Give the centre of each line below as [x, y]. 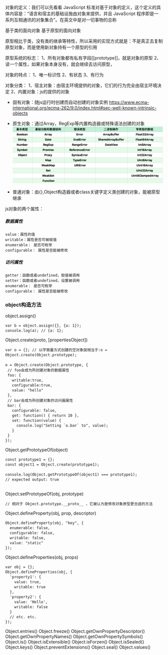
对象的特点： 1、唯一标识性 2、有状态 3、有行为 [54, 75]
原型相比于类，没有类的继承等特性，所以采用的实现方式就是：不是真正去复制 [84, 41]
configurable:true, [32, 385]
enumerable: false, [30, 528]
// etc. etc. [23, 617]
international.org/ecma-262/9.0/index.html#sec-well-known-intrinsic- [84, 108]
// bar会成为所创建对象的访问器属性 [40, 401]
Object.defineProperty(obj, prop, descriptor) [51, 513]
